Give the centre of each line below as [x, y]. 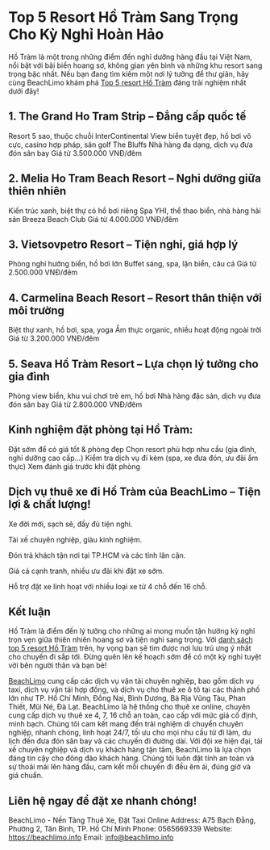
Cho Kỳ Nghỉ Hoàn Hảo [86, 34]
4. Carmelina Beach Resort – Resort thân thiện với [135, 297]
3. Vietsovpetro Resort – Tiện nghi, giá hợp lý [123, 244]
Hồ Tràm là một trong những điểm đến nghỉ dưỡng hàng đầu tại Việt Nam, [130, 57]
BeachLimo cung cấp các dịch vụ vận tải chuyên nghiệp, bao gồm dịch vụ [131, 681]
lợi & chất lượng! [50, 505]
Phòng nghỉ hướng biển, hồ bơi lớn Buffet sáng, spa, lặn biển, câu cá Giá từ [133, 264]
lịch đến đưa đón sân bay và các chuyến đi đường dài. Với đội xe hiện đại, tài [136, 741]
